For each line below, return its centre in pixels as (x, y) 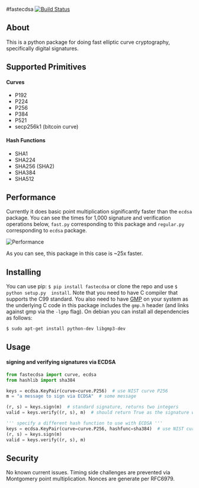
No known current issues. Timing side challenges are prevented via (88, 473)
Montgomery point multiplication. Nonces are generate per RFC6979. (90, 479)
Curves (15, 82)
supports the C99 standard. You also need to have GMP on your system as (97, 299)
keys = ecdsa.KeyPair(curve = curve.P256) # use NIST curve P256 (87, 391)
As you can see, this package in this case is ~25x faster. (75, 253)
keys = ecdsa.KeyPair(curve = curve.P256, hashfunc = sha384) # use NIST (95, 429)
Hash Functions (26, 140)
